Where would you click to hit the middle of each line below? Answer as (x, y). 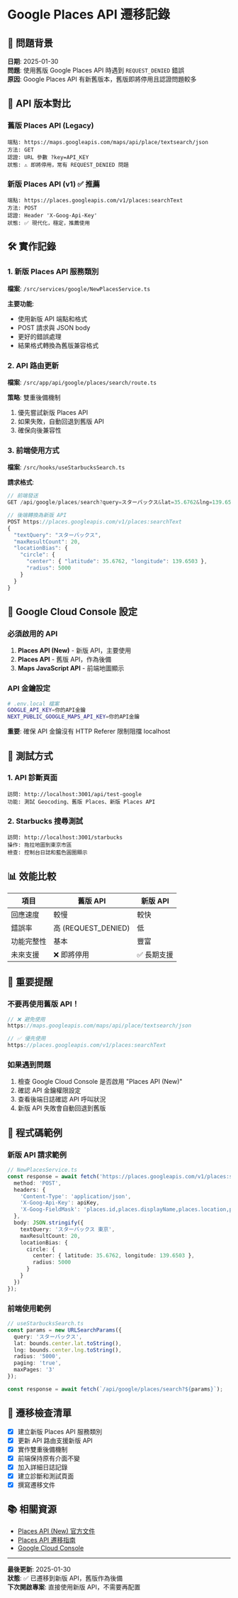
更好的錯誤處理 (39, 336)
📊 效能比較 (32, 876)
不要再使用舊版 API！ (44, 1004)
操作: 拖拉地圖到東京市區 (40, 845)
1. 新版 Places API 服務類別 (53, 272)
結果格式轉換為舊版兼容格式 (58, 345)
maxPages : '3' (34, 1370)
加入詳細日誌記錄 (42, 1467)
